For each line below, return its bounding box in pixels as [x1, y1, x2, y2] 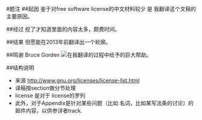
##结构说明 [6, 64, 34, 71]
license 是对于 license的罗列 [14, 92, 86, 99]
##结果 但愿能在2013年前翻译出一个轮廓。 [6, 39, 112, 45]
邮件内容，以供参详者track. [14, 107, 83, 114]
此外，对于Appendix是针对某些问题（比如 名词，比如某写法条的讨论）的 [14, 99, 194, 107]
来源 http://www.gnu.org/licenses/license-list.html [14, 77, 140, 84]
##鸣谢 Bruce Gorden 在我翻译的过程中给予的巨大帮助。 [6, 51, 152, 58]
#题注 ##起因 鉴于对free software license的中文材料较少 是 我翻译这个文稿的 [6, 5, 197, 12]
